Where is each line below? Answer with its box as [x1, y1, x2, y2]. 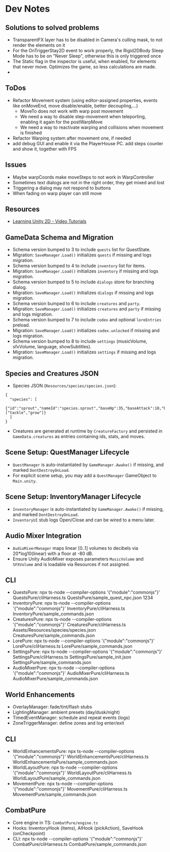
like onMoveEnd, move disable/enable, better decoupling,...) [12, 103, 138, 109]
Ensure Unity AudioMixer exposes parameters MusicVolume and [12, 555, 144, 562]
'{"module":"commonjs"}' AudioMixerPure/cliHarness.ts [12, 670, 130, 676]
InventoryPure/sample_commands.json [12, 611, 94, 617]
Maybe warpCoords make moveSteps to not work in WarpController [12, 174, 154, 180]
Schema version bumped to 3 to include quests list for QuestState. [12, 247, 151, 253]
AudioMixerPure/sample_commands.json [12, 676, 99, 682]
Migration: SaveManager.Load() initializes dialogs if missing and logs [12, 290, 154, 296]
